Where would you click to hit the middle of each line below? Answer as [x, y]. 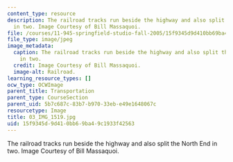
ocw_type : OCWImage [35, 85]
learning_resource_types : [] [49, 78]
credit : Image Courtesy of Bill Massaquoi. [77, 65]
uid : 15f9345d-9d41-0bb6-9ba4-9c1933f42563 [71, 123]
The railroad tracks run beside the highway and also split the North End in [112, 143]
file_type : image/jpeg [40, 40]
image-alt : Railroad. [45, 72]
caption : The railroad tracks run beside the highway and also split [116, 53]
